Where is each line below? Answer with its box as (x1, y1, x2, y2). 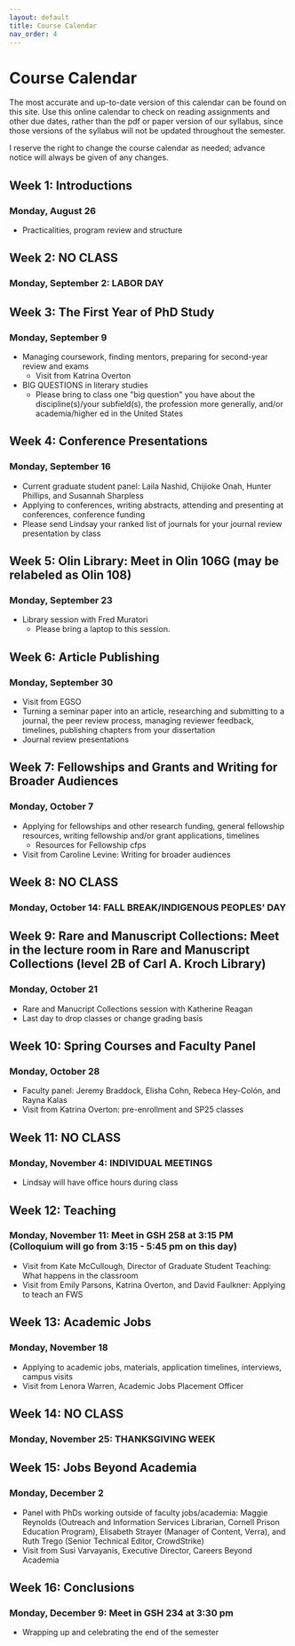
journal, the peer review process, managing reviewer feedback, (21, 715, 254, 726)
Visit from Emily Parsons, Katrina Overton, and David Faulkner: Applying (21, 1279, 286, 1290)
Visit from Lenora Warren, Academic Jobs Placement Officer (21, 1380, 244, 1391)
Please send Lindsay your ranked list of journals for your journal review (21, 518, 283, 529)
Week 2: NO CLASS (9, 251, 118, 266)
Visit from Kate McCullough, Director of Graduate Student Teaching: (21, 1260, 272, 1271)
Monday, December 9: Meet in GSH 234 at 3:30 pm (9, 1606, 234, 1618)
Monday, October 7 (9, 801, 94, 813)
